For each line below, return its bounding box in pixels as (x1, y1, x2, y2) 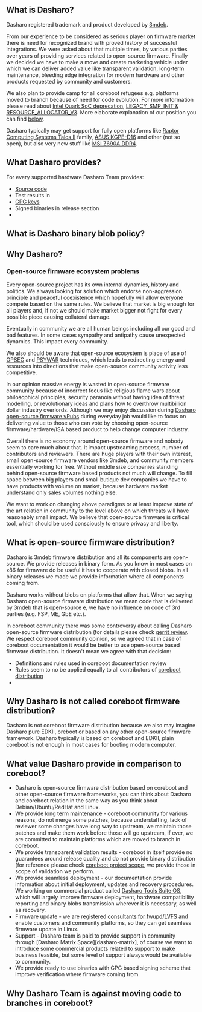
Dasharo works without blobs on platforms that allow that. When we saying (6, 590, 192, 598)
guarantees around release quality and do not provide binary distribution (14, 855, 195, 862)
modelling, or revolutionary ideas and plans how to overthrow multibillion (6, 400, 187, 407)
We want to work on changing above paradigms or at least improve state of (6, 500, 194, 508)
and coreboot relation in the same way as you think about (14, 797, 158, 804)
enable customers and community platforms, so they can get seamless (14, 919, 192, 927)
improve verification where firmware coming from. (14, 971, 140, 978)
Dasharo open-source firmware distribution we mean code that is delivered (6, 597, 193, 604)
